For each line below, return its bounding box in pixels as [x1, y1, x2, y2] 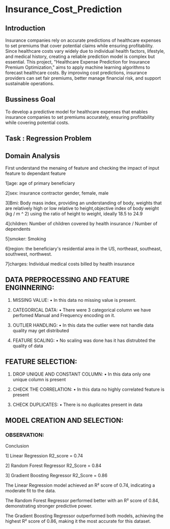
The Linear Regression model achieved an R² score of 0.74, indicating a [5, 482, 155, 488]
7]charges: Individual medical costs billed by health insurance [5, 261, 135, 267]
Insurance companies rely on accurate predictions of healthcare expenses [5, 37, 161, 43]
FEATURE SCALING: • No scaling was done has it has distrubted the [12, 337, 156, 344]
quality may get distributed [12, 327, 69, 333]
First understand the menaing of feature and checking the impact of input [5, 165, 159, 171]
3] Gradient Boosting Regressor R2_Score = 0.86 [5, 473, 108, 479]
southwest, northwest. [5, 251, 52, 257]
